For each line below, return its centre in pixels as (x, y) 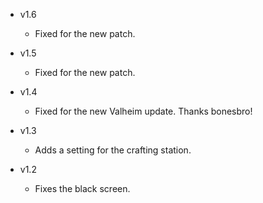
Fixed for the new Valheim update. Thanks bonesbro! (143, 111)
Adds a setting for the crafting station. (113, 150)
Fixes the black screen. (82, 188)
